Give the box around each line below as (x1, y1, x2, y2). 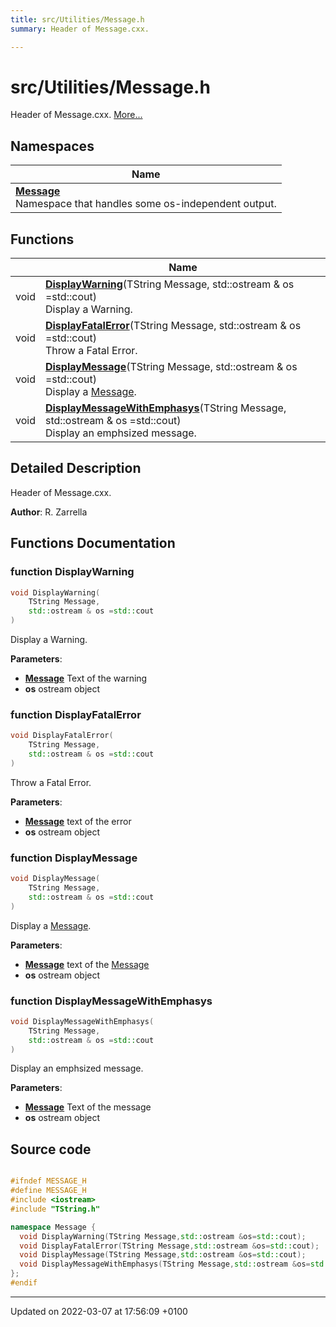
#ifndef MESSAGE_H (10, 1176, 87, 1186)
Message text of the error (24, 815, 132, 827)
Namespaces (10, 137, 95, 155)
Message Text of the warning (24, 672, 148, 685)
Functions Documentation (10, 535, 176, 552)
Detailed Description (10, 460, 142, 477)
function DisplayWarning (10, 565, 135, 579)
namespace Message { (10, 1222, 97, 1232)
